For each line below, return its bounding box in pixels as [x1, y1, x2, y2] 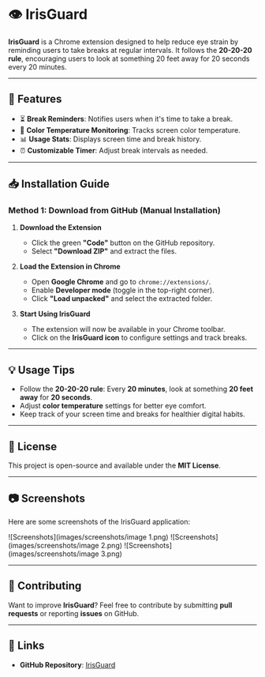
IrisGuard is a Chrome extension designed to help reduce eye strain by [8, 36, 239, 47]
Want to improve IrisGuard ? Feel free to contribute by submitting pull [8, 600, 233, 610]
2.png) [100, 540, 123, 550]
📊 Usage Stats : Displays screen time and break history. [19, 134, 202, 144]
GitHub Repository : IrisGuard [19, 660, 116, 669]
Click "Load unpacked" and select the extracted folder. [31, 294, 213, 303]
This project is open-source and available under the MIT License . [8, 461, 221, 470]
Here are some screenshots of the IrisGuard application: [8, 517, 191, 526]
